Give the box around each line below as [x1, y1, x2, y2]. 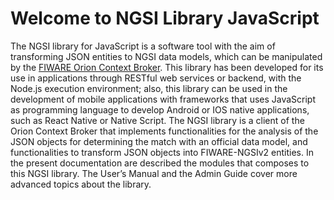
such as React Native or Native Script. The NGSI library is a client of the [10, 114, 305, 126]
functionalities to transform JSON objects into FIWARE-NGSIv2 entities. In [10, 146, 314, 158]
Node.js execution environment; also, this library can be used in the [10, 82, 288, 94]
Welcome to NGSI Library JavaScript [10, 7, 320, 30]
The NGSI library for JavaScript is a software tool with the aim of [10, 40, 276, 52]
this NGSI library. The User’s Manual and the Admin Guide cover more [10, 167, 298, 179]
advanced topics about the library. [10, 178, 152, 190]
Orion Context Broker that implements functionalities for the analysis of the [10, 125, 319, 137]
